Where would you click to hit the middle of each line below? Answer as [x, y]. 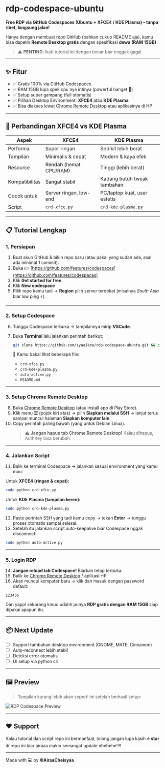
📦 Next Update [29, 630]
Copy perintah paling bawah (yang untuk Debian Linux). [69, 423]
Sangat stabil [60, 182]
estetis [108, 199]
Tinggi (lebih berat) [122, 167]
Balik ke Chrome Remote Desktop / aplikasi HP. [60, 576]
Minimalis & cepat [66, 157]
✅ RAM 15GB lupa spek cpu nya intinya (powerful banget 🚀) [73, 89]
